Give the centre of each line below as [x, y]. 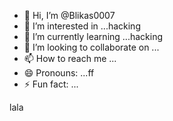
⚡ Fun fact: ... [51, 84]
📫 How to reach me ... [70, 58]
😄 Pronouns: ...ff [59, 73]
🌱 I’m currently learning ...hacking [93, 36]
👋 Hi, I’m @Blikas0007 [69, 15]
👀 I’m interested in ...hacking [82, 26]
